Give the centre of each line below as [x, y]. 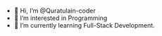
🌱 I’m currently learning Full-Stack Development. [84, 25]
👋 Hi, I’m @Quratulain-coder [55, 11]
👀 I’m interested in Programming [61, 18]
